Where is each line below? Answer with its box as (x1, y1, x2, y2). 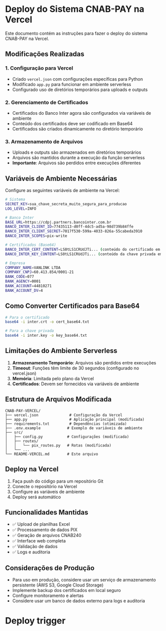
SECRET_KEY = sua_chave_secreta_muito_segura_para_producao (5, 201, 127, 206)
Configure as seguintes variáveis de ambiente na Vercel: (5, 187, 120, 193)
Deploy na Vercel (5, 465, 59, 473)
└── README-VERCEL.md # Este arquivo (5, 451, 98, 456)
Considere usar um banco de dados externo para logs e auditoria (12, 598, 145, 604)
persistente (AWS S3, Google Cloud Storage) (12, 582, 104, 588)
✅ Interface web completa (12, 538, 66, 544)
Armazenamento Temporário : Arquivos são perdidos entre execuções (12, 360, 157, 365)
